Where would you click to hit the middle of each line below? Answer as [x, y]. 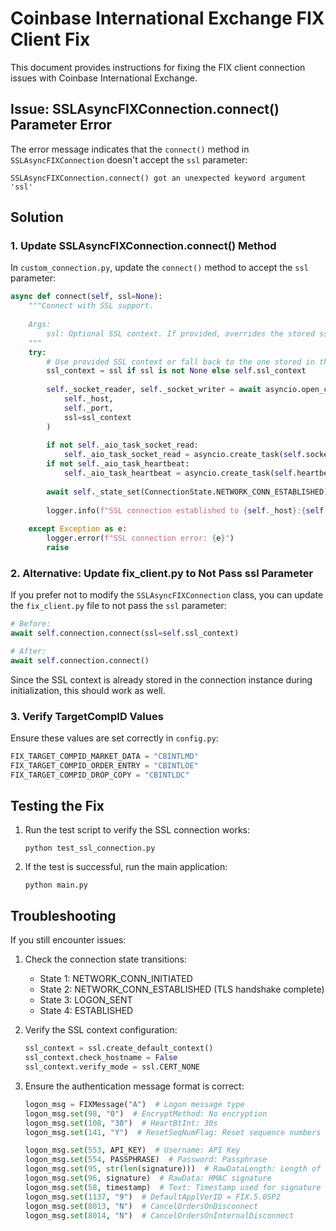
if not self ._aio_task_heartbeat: [118, 464]
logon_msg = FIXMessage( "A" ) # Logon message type [134, 1104]
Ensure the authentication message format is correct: [134, 1086]
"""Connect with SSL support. [91, 306]
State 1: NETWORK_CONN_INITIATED [116, 979]
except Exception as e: [78, 529]
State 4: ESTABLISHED [86, 1011]
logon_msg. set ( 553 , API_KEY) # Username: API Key [132, 1150]
